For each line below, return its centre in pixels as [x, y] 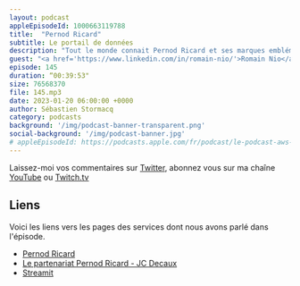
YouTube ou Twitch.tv [49, 177]
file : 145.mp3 [36, 92]
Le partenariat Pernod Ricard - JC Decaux [100, 263]
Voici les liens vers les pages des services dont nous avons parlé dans [139, 227]
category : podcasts [46, 117]
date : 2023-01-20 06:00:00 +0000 [71, 101]
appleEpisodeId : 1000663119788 [67, 26]
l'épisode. [28, 236]
